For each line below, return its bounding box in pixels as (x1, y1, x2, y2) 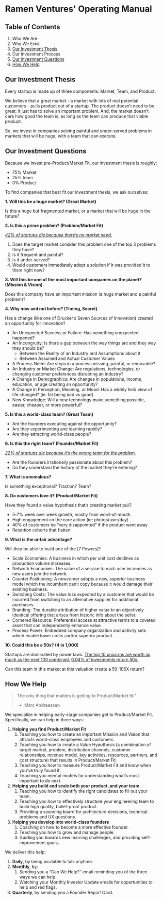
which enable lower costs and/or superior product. (12, 632, 113, 638)
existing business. (12, 586, 49, 592)
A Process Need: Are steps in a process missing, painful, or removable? (12, 360, 155, 366)
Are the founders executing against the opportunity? (12, 421, 117, 426)
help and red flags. (19, 884, 57, 890)
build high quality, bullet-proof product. (19, 804, 98, 810)
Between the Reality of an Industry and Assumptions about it (19, 350, 141, 356)
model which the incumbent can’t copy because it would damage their (12, 581, 153, 587)
